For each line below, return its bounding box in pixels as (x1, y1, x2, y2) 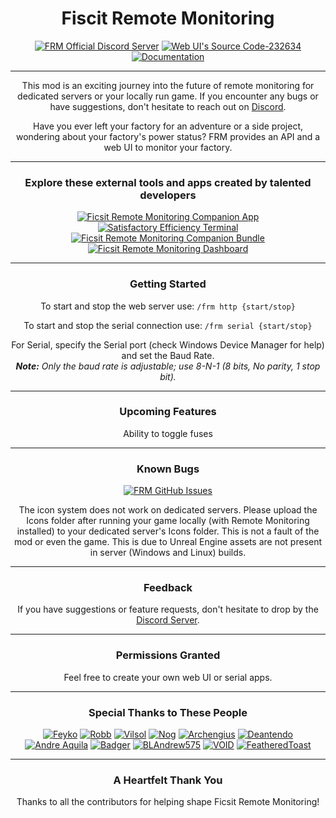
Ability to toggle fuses (123, 427, 213, 439)
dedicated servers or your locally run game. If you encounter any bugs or (17, 90, 319, 102)
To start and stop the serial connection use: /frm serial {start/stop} (23, 319, 313, 331)
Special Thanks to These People (88, 705, 248, 719)
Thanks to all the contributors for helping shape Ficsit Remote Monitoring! (16, 796, 320, 808)
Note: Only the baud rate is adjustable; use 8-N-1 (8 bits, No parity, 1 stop (15, 360, 321, 372)
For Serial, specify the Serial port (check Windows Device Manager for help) (11, 338, 325, 351)
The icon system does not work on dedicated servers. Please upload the (18, 504, 318, 516)
